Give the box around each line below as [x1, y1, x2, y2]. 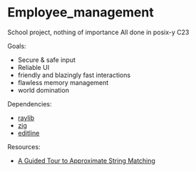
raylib [17, 113, 35, 122]
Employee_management [7, 4, 155, 21]
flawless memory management [17, 78, 109, 86]
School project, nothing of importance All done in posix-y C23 [7, 28, 190, 36]
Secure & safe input [17, 55, 76, 64]
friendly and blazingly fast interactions [17, 71, 130, 79]
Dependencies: [7, 99, 52, 108]
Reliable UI [17, 63, 50, 71]
